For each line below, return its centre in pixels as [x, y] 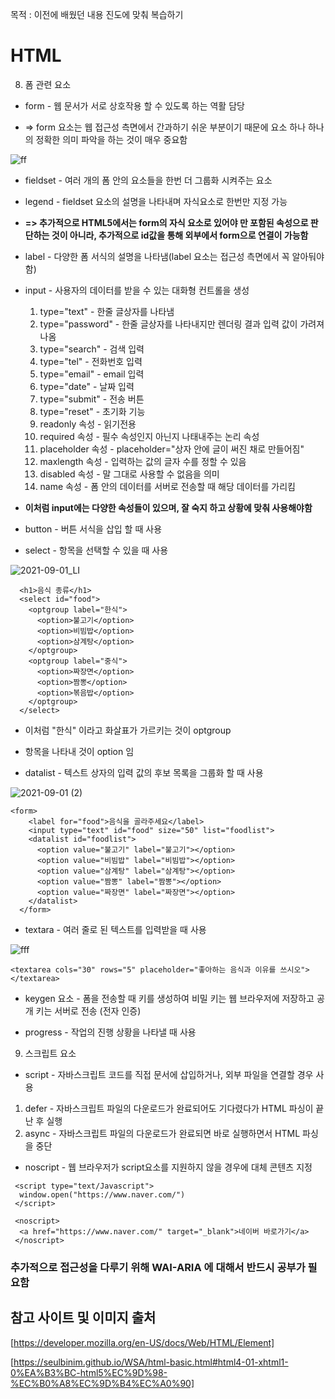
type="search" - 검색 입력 [92, 349]
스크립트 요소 [50, 1053]
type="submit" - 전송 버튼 [92, 399]
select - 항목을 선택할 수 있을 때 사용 [96, 550]
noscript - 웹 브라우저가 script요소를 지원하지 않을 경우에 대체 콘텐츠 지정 [168, 1167]
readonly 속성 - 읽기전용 [88, 424]
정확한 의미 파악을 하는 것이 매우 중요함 [111, 139]
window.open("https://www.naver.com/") [102, 1194]
